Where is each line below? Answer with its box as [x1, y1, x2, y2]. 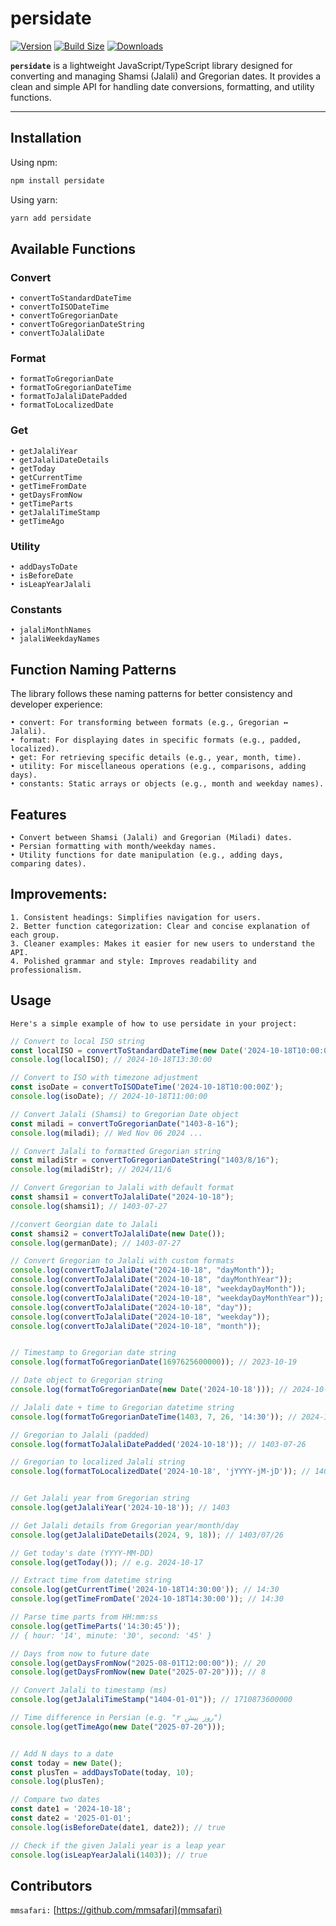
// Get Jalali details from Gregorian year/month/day [10, 1520, 240, 1531]
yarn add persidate [10, 213, 92, 223]
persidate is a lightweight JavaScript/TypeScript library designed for [10, 59, 293, 71]
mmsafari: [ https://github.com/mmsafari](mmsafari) [10, 1904, 223, 1916]
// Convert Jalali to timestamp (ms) [10, 1685, 168, 1696]
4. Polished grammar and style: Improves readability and [10, 956, 257, 966]
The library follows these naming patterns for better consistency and [10, 688, 293, 700]
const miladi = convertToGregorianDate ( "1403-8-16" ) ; [10, 1118, 240, 1129]
